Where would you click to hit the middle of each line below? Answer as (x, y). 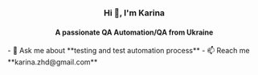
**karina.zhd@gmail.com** (53, 62)
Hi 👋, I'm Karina (134, 13)
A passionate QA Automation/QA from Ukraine (134, 32)
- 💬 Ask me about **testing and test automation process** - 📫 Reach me (129, 51)
